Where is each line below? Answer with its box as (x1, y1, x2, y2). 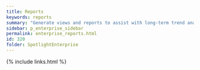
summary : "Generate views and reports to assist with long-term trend (6, 20, 185, 26)
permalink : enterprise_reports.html (6, 31, 97, 37)
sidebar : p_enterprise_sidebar (6, 25, 84, 31)
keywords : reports (6, 14, 52, 20)
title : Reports (6, 8, 44, 15)
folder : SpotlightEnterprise (6, 42, 79, 48)
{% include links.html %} (6, 58, 67, 65)
